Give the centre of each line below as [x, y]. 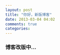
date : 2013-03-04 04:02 [30, 19]
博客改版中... [21, 47]
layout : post [19, 10]
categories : [18, 29]
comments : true [21, 24]
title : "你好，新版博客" [28, 15]
